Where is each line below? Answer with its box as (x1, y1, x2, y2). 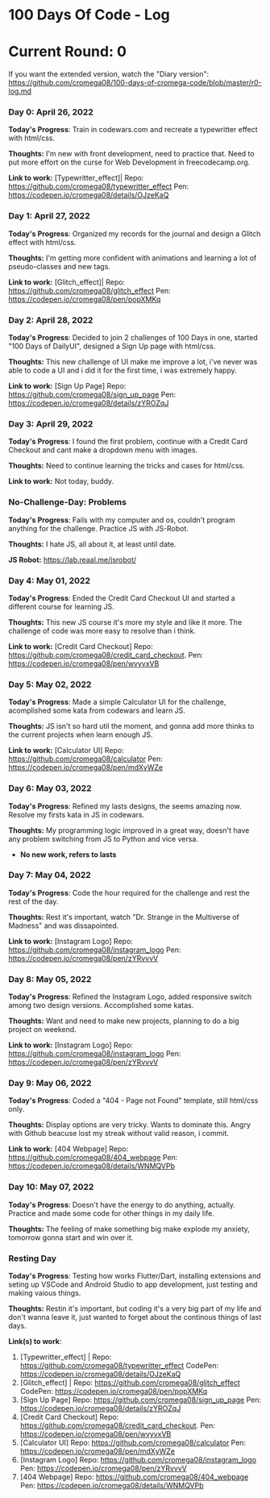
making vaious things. (8, 1288, 81, 1297)
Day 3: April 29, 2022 (8, 418, 93, 429)
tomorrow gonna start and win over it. (8, 1232, 134, 1242)
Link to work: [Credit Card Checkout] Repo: (8, 641, 153, 651)
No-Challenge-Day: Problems (8, 497, 127, 508)
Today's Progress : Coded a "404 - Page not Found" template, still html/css (8, 1096, 259, 1105)
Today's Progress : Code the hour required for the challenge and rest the (8, 888, 250, 897)
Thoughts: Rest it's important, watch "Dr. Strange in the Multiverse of (8, 912, 239, 922)
